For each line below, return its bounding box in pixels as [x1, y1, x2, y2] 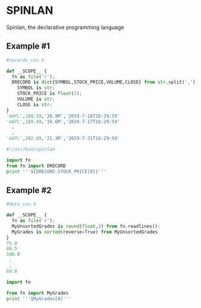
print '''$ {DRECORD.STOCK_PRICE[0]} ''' [6, 168, 107, 175]
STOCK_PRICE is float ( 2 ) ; [17, 91, 83, 97]
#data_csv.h [6, 201, 36, 207]
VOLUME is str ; [17, 96, 56, 102]
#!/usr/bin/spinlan [6, 146, 56, 152]
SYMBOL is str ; [17, 85, 56, 91]
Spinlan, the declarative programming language [6, 24, 124, 31]
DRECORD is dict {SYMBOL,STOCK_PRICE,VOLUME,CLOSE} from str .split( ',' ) [11, 79, 196, 85]
